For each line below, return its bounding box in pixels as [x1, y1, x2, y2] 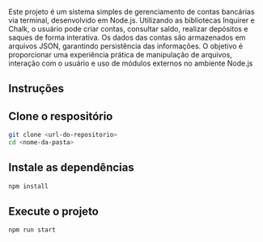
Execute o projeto [8, 205, 99, 219]
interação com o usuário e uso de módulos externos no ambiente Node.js [8, 58, 253, 68]
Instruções [8, 82, 65, 96]
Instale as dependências [8, 161, 135, 175]
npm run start [8, 226, 57, 234]
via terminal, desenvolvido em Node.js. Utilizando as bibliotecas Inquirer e [8, 15, 255, 25]
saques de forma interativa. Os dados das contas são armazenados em [8, 32, 246, 42]
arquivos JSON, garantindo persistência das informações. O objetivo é [8, 41, 244, 51]
